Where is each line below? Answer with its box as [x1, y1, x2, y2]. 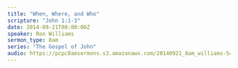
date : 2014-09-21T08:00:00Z [7, 23, 91, 30]
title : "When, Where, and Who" [7, 10, 100, 18]
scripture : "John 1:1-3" [7, 17, 81, 24]
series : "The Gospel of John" [7, 43, 97, 50]
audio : [7, 50, 27, 57]
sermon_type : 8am [7, 37, 59, 44]
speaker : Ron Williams [7, 30, 74, 38]
